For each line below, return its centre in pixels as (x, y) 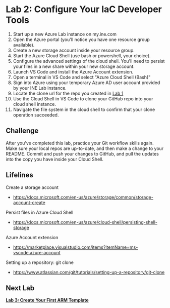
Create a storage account (32, 187)
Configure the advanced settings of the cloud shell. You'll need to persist (89, 61)
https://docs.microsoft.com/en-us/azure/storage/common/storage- (83, 197)
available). (24, 45)
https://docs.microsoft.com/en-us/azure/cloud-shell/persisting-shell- (85, 222)
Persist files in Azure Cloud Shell (40, 212)
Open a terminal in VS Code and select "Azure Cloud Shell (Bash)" (82, 77)
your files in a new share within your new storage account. (74, 66)
